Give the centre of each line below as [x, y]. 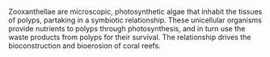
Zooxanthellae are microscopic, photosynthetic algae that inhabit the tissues [135, 12]
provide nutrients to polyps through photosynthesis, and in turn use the [127, 28]
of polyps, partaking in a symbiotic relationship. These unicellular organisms [135, 20]
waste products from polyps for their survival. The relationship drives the [130, 37]
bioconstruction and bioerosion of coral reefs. [85, 46]
